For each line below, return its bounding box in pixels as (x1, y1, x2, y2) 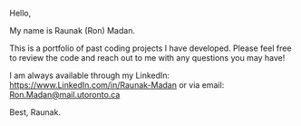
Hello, (9, 8, 32, 18)
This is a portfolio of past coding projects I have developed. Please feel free (9, 43, 292, 53)
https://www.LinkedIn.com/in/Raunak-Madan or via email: (9, 80, 225, 90)
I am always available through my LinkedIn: (9, 70, 170, 81)
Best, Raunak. (9, 107, 62, 117)
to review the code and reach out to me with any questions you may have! (9, 53, 286, 63)
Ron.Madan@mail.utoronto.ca (9, 90, 121, 100)
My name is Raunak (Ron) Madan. (9, 25, 136, 35)
